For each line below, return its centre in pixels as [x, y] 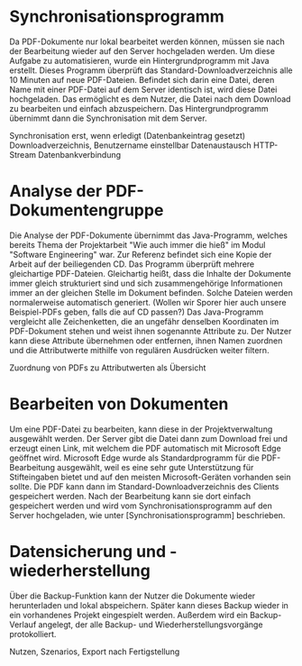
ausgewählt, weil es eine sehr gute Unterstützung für [156, 467]
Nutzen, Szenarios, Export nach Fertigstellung [95, 652]
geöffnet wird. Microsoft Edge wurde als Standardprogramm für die [134, 458]
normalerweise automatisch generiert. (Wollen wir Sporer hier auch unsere [148, 302]
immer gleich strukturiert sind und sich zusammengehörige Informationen [146, 283]
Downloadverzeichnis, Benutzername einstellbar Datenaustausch [131, 145]
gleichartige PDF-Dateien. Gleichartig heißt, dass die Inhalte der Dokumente [150, 273]
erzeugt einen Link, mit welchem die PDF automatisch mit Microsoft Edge [145, 448]
